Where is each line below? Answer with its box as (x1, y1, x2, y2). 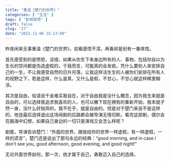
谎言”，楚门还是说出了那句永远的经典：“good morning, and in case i (14, 135, 156, 141)
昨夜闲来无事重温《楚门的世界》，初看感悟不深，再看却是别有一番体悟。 (5, 46, 154, 51)
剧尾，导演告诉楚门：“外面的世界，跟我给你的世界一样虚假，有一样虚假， (5, 129, 158, 135)
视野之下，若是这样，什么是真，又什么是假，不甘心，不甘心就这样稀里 (9, 76, 156, 81)
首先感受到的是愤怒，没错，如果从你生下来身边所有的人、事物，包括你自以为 (5, 56, 165, 62)
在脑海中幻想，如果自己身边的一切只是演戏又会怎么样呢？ (5, 118, 125, 124)
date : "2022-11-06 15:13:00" (5, 31, 67, 36)
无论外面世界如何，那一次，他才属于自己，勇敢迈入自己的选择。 (5, 151, 138, 157)
